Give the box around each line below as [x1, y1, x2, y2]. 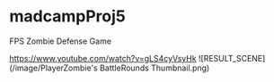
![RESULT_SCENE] [198, 53, 266, 63]
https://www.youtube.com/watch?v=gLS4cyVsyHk [9, 53, 197, 63]
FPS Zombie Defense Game [9, 36, 112, 46]
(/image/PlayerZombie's [9, 62, 98, 73]
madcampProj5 [9, 6, 126, 27]
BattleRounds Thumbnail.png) [99, 62, 210, 73]
